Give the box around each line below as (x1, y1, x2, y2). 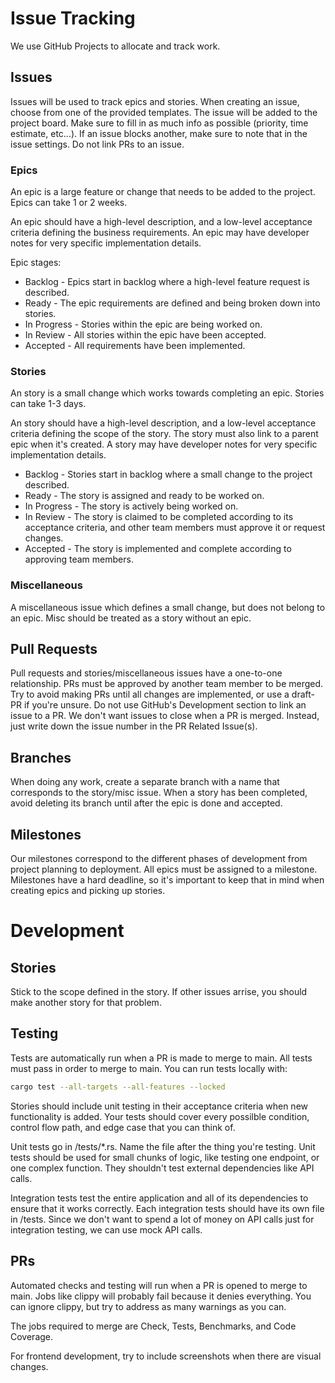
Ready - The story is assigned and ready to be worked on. (24, 490, 265, 502)
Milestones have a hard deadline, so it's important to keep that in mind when (10, 874, 325, 886)
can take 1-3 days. (10, 398, 87, 410)
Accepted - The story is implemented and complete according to (24, 543, 292, 555)
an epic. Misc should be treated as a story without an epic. (10, 612, 252, 624)
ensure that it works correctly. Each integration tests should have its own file (10, 1202, 325, 1214)
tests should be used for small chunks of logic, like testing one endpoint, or (10, 1151, 320, 1163)
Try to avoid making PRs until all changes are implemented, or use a (10, 688, 290, 701)
